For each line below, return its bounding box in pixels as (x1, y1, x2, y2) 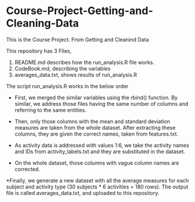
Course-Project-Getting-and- (6, 4, 153, 18)
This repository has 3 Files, (6, 47, 72, 54)
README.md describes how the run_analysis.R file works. (14, 59, 154, 66)
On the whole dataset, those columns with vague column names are (14, 159, 179, 166)
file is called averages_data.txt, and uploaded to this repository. (6, 189, 160, 196)
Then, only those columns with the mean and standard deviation (14, 117, 170, 124)
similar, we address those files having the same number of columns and (14, 100, 189, 107)
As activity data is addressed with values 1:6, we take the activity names (14, 142, 190, 149)
